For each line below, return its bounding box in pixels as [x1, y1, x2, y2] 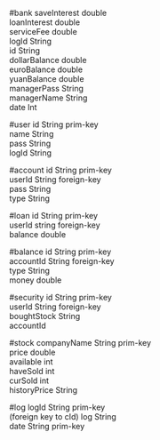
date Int [9, 102, 37, 112]
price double [9, 347, 56, 357]
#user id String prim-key [9, 119, 100, 130]
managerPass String [9, 84, 84, 93]
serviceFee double [9, 27, 77, 36]
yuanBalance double [9, 74, 84, 84]
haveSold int [9, 366, 55, 376]
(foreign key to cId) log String [9, 412, 117, 421]
